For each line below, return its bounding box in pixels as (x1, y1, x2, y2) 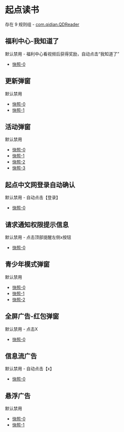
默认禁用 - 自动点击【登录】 (5, 195, 61, 200)
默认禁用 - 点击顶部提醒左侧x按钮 (5, 234, 71, 240)
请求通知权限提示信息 (5, 220, 69, 229)
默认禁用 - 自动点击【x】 (5, 366, 54, 372)
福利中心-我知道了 (5, 37, 59, 45)
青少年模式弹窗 (5, 260, 50, 269)
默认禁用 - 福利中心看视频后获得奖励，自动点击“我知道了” (5, 51, 120, 56)
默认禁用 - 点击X (5, 326, 38, 332)
